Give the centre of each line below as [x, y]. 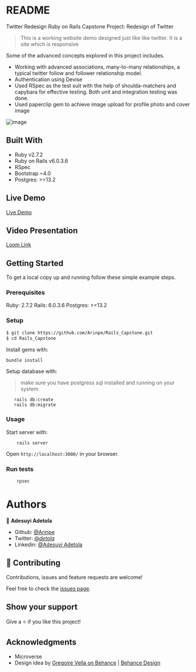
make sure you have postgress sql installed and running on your [97, 382]
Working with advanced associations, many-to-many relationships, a [97, 67]
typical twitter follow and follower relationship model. [78, 73]
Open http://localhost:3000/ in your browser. [62, 453]
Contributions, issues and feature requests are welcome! [74, 577]
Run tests [20, 469]
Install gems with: [27, 350]
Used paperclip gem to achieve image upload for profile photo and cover [102, 104]
